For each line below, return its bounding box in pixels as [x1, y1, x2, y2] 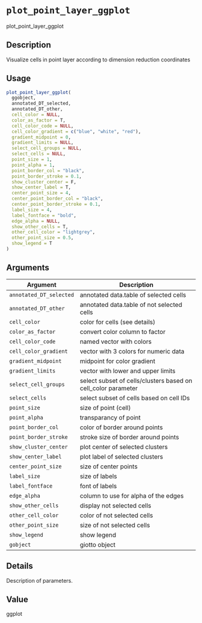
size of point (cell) [79, 403, 131, 412]
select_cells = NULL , [11, 151, 66, 157]
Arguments [6, 262, 50, 273]
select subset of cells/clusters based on [79, 376, 192, 385]
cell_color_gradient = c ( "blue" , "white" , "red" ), [11, 128, 141, 134]
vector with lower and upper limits [79, 367, 176, 375]
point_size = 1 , [11, 157, 52, 163]
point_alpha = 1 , [11, 162, 55, 168]
